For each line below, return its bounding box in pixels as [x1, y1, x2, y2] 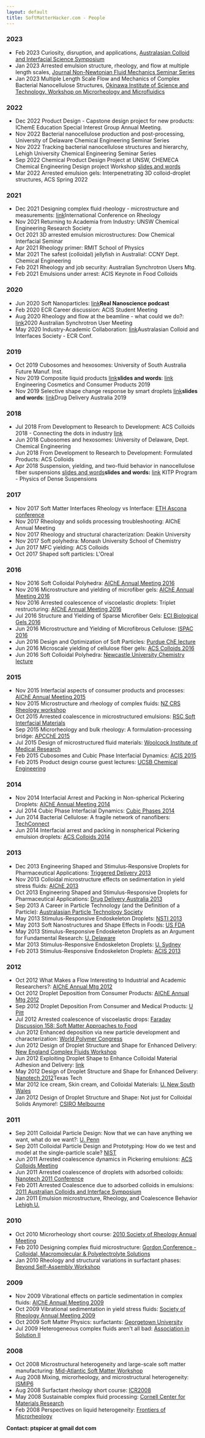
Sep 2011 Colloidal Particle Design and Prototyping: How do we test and [15, 1142, 196, 1150]
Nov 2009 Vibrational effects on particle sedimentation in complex [15, 1292, 183, 1299]
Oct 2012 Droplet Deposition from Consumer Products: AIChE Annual [15, 990, 190, 997]
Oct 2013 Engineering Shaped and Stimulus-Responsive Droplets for [15, 889, 188, 896]
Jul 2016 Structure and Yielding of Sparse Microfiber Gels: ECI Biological [15, 611, 199, 619]
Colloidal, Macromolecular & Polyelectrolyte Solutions [15, 1250, 151, 1257]
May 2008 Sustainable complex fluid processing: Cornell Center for [15, 1393, 185, 1401]
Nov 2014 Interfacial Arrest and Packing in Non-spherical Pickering [15, 794, 185, 801]
